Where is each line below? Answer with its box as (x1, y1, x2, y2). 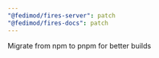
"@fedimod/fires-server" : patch (7, 11, 116, 20)
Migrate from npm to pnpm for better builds (7, 41, 152, 50)
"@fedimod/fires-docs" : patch (7, 19, 109, 27)
